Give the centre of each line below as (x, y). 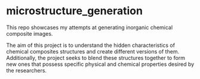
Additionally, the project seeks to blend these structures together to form (96, 58)
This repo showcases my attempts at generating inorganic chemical (90, 27)
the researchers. (26, 70)
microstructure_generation (75, 11)
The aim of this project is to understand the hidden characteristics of (90, 45)
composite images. (30, 33)
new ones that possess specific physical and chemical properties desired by (100, 64)
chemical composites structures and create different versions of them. (93, 51)
